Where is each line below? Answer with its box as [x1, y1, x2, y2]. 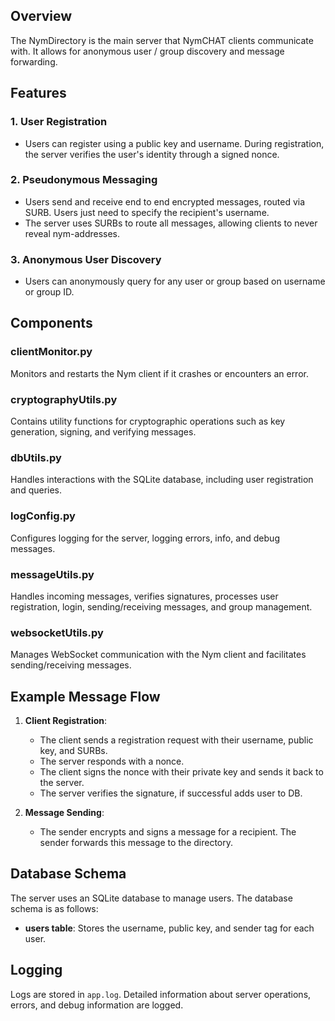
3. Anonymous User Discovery [10, 252, 162, 266]
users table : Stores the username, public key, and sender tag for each [24, 922, 315, 934]
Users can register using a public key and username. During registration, [24, 137, 325, 149]
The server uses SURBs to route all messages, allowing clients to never [24, 217, 318, 229]
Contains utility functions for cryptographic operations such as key [10, 415, 286, 428]
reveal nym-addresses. [24, 227, 121, 239]
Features [10, 85, 67, 102]
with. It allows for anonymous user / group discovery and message [10, 45, 285, 57]
